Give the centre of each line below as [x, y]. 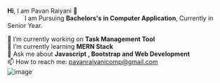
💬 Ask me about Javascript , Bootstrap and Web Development [99, 54]
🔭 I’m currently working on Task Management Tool [81, 39]
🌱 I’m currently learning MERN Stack [60, 46]
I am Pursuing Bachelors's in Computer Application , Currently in [119, 18]
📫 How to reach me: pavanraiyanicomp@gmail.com [83, 62]
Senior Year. [25, 25]
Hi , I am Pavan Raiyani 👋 [43, 11]
